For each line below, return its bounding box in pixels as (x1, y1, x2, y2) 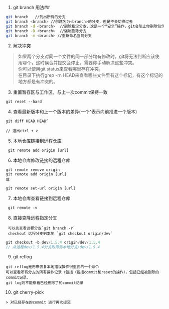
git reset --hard (6, 99, 42, 105)
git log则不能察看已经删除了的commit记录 (6, 280, 84, 285)
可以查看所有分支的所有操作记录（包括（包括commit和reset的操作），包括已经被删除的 (6, 270, 159, 275)
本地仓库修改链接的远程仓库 (13, 157, 71, 163)
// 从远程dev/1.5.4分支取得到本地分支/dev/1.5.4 (6, 245, 100, 250)
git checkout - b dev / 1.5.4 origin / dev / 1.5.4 (6, 240, 100, 245)
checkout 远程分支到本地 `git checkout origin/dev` (8, 231, 113, 236)
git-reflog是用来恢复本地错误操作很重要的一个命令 (6, 264, 99, 270)
